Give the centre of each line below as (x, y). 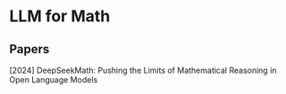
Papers (29, 49)
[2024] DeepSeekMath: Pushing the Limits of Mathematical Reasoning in (143, 70)
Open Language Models (54, 80)
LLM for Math (60, 16)
